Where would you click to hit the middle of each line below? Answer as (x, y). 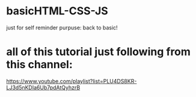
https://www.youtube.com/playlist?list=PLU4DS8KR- (72, 81)
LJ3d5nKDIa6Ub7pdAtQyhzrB (43, 87)
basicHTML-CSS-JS (57, 11)
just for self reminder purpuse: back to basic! (62, 28)
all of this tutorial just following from (99, 52)
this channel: (40, 65)
